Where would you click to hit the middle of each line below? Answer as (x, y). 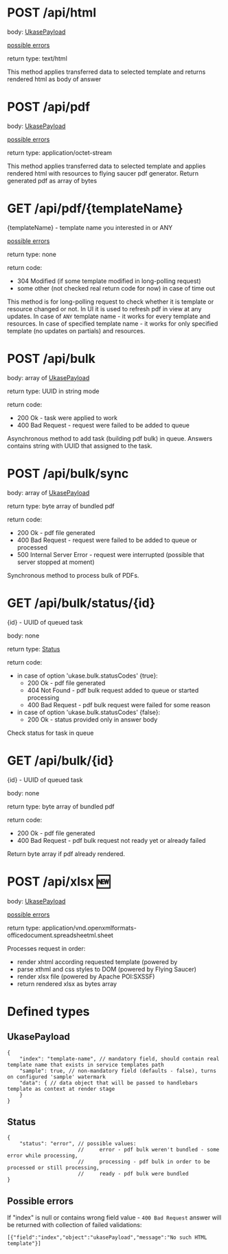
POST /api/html (52, 13)
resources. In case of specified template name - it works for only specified (113, 323)
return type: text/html (37, 58)
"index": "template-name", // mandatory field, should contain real (119, 1058)
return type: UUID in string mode (53, 391)
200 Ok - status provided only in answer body (92, 719)
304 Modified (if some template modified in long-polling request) (109, 281)
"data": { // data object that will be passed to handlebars (109, 1083)
